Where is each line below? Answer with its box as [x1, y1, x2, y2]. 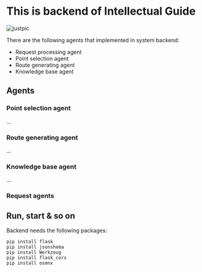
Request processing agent [15, 48, 82, 56]
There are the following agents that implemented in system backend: [6, 36, 179, 43]
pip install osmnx [6, 260, 53, 266]
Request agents [6, 192, 54, 200]
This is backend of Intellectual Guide [6, 4, 196, 18]
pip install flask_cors [6, 254, 67, 261]
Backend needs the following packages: [6, 227, 107, 234]
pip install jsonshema [6, 244, 64, 250]
